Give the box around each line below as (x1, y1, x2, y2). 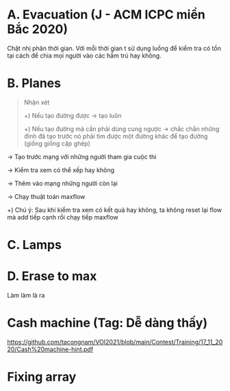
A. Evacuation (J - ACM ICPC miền (7, 7, 205, 23)
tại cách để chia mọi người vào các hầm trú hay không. (7, 51, 162, 60)
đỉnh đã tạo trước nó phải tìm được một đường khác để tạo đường (23, 132, 208, 140)
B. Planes (7, 75, 62, 91)
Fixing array (7, 369, 77, 385)
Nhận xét (23, 98, 50, 106)
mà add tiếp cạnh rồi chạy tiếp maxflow (7, 213, 118, 221)
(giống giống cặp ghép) (23, 139, 91, 147)
